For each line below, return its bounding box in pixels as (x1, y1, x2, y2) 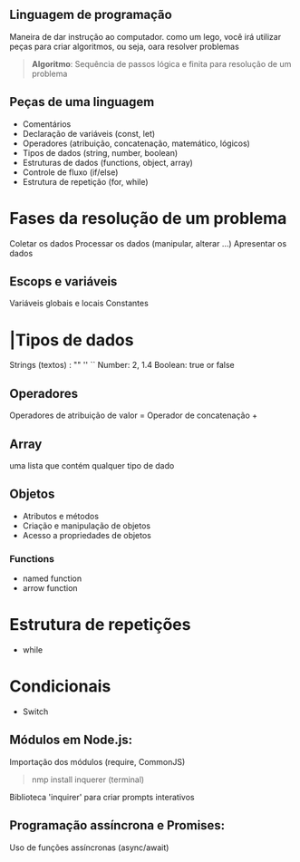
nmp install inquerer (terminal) (31, 774, 145, 785)
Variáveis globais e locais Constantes (9, 298, 150, 309)
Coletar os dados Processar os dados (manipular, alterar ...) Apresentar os (9, 237, 287, 248)
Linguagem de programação (9, 7, 172, 23)
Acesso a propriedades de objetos (22, 529, 151, 540)
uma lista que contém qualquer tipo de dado (9, 460, 175, 470)
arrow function (22, 583, 79, 594)
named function (22, 573, 82, 584)
